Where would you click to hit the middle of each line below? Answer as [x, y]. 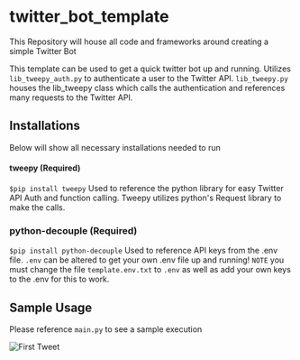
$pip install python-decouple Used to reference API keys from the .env [144, 251]
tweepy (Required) [45, 168]
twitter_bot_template [89, 17]
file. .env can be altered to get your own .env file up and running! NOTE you [147, 260]
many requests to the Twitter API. [71, 97]
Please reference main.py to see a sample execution [106, 329]
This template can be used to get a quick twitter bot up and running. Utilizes [150, 69]
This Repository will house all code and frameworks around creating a [139, 42]
